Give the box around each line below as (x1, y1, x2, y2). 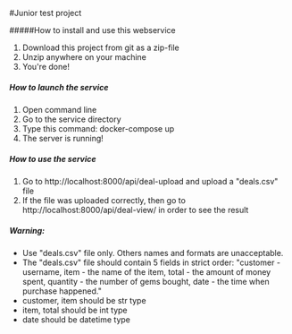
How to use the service (9, 153, 96, 164)
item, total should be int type (21, 304, 128, 315)
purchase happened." (21, 286, 103, 296)
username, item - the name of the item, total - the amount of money (21, 266, 271, 277)
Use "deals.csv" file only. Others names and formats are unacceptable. (21, 247, 284, 258)
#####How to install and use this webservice (9, 25, 176, 35)
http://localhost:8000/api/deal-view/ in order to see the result (21, 204, 249, 215)
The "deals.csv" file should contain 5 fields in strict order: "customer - (21, 257, 281, 268)
